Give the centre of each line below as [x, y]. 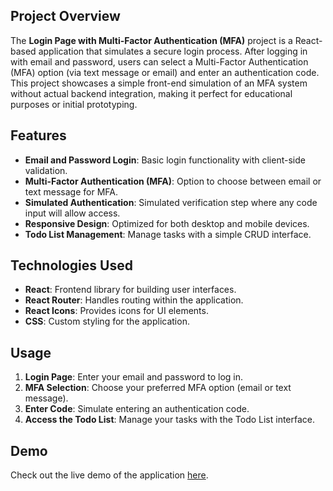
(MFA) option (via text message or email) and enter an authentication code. [165, 72]
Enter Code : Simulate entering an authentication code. [137, 409]
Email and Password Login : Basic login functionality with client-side [165, 160]
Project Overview [65, 16]
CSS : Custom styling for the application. [107, 321]
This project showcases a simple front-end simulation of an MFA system [159, 83]
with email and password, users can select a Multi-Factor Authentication [159, 61]
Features [38, 135]
